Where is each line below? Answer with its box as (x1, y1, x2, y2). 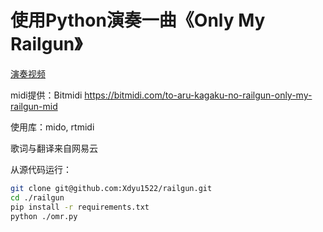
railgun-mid (10, 100, 58, 112)
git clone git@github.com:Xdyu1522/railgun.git (10, 183, 213, 193)
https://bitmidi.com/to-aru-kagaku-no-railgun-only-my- (84, 89, 313, 101)
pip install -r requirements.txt (10, 202, 150, 212)
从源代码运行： (10, 163, 72, 175)
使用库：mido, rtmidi (10, 121, 95, 133)
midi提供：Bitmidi (10, 89, 83, 101)
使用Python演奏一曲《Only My (10, 9, 266, 32)
